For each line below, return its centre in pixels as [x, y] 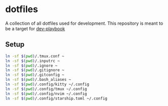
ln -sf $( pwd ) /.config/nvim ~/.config [46, 94]
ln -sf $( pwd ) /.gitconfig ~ [35, 75]
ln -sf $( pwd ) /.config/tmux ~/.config [46, 89]
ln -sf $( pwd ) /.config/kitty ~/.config [47, 84]
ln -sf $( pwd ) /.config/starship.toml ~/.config [56, 98]
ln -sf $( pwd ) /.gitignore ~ [35, 70]
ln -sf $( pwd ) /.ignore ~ [31, 66]
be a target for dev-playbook [35, 28]
